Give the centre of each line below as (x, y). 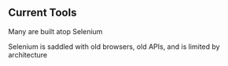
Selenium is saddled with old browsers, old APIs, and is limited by (114, 47)
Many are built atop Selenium (55, 31)
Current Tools (42, 13)
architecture (28, 54)
